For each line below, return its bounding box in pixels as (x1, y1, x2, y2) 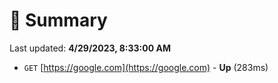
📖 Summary (9, 9, 108, 32)
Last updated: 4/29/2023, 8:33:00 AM (9, 42, 171, 54)
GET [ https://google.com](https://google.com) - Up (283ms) (23, 61, 269, 73)
